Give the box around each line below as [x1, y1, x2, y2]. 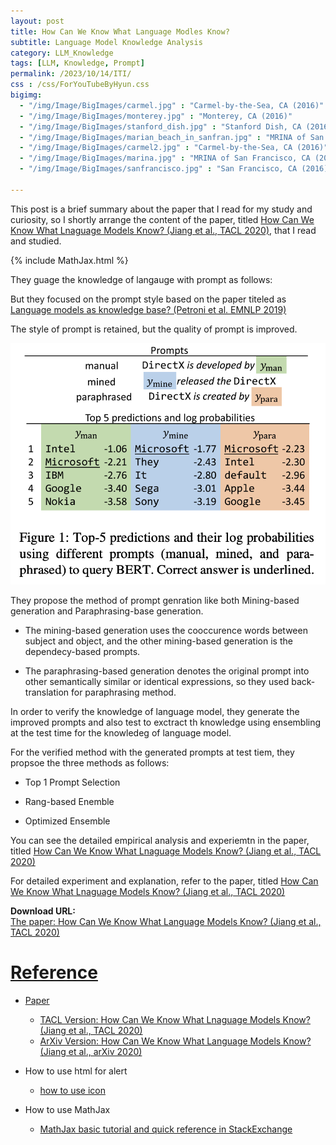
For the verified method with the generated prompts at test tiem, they [10, 746, 295, 758]
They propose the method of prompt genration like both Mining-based [10, 594, 300, 606]
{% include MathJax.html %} [10, 254, 129, 266]
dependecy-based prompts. [24, 645, 141, 657]
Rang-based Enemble [24, 795, 115, 807]
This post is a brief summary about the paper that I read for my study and [10, 203, 313, 215]
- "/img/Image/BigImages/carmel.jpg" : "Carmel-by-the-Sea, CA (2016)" [19, 100, 325, 110]
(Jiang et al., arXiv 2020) [39, 1045, 143, 1057]
